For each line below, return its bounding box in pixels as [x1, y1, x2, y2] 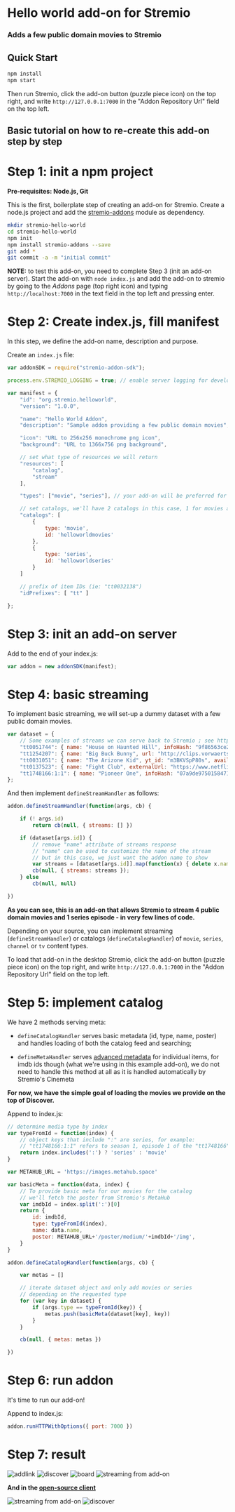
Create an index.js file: [7, 351, 75, 359]
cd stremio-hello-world [7, 228, 77, 235]
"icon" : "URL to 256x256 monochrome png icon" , [20, 435, 161, 442]
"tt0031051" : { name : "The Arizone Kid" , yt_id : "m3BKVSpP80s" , [20, 757, 211, 764]
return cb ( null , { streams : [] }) [32, 822, 133, 829]
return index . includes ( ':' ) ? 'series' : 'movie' [20, 1149, 168, 1156]
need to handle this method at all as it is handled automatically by [17, 1067, 206, 1075]
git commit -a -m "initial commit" [7, 254, 111, 261]
